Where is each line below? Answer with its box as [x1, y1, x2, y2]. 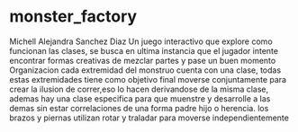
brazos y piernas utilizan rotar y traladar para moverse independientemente [9, 112, 290, 123]
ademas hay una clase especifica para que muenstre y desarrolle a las [9, 92, 271, 104]
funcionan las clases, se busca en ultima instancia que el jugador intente [9, 45, 279, 56]
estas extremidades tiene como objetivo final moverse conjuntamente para [9, 74, 286, 84]
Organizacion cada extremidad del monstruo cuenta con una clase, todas [9, 65, 282, 75]
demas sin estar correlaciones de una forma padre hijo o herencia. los [9, 102, 269, 113]
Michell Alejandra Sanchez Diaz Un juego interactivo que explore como [9, 36, 273, 47]
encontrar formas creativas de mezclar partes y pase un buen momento [9, 55, 276, 66]
